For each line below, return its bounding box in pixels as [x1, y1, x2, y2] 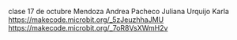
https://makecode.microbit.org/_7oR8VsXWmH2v [8, 24, 168, 32]
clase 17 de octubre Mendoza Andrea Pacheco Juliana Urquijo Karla [8, 7, 229, 16]
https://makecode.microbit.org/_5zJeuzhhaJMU [8, 15, 164, 24]
